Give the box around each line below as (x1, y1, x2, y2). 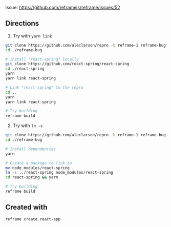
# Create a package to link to (5, 160, 72, 166)
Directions (5, 19, 39, 28)
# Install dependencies (5, 146, 56, 152)
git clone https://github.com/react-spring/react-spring (5, 61, 130, 67)
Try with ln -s (12, 122, 43, 129)
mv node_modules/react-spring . (5, 165, 74, 171)
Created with (5, 203, 48, 212)
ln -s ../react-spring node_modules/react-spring (5, 170, 114, 175)
